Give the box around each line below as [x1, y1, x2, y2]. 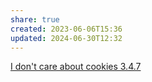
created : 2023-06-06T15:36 [10, 24, 123, 34]
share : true [10, 14, 60, 25]
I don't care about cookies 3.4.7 [10, 61, 142, 73]
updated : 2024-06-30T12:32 [10, 33, 123, 43]
